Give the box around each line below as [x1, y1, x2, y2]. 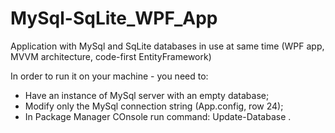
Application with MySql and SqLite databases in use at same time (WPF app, [10, 40, 325, 52]
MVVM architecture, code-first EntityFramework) [10, 50, 212, 62]
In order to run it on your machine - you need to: [10, 70, 209, 82]
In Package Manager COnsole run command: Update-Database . [24, 110, 292, 122]
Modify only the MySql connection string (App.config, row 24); [24, 100, 284, 112]
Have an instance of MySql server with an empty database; [24, 89, 270, 101]
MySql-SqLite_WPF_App [10, 7, 218, 30]
